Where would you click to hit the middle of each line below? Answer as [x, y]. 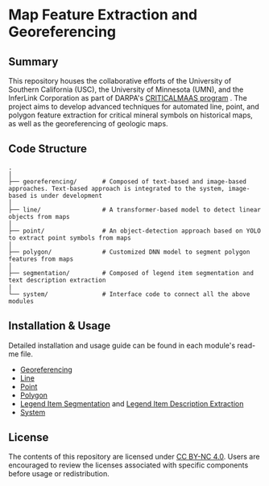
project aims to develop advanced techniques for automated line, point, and [134, 107]
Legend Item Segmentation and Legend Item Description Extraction [132, 403]
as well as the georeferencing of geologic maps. [88, 124]
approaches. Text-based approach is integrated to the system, [117, 188]
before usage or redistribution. [59, 474]
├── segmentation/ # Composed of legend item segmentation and [131, 273]
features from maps [41, 259]
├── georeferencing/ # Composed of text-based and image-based [128, 181]
